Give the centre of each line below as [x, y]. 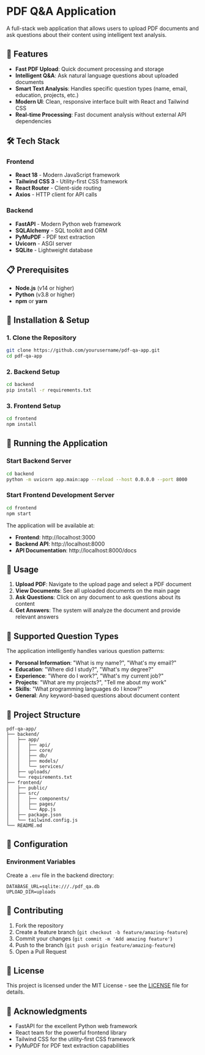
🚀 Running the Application [57, 443]
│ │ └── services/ [35, 767]
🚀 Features [27, 54]
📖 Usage [22, 569]
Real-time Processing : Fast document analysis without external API [101, 114]
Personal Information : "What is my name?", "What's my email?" [96, 663]
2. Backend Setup [33, 371]
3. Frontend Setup [34, 406]
